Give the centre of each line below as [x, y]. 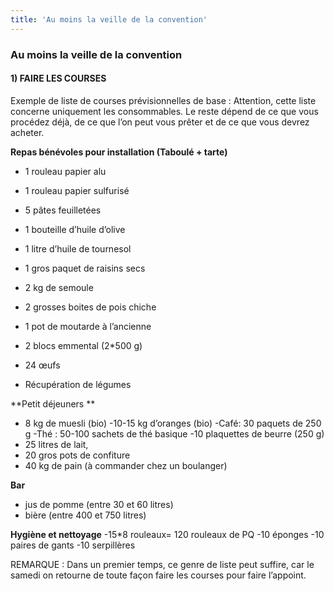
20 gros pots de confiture [77, 455]
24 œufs [42, 365]
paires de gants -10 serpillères [73, 545]
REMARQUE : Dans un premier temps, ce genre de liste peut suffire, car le [162, 564]
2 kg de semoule [59, 287]
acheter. [27, 132]
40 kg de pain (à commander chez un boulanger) [126, 465]
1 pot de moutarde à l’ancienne [88, 326]
